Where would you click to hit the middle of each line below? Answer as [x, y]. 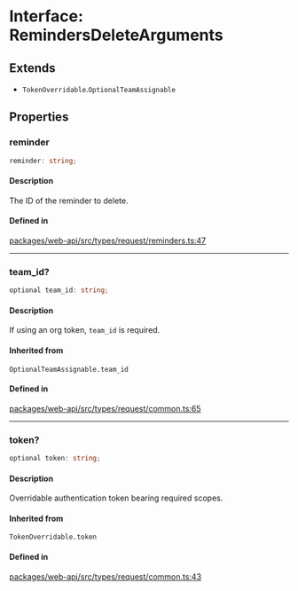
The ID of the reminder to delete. [69, 201]
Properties [39, 117]
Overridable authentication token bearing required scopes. [116, 498]
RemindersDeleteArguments [116, 35]
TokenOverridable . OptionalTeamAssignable [98, 89]
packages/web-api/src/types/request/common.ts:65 [105, 408]
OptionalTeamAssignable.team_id [69, 369]
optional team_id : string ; [59, 290]
